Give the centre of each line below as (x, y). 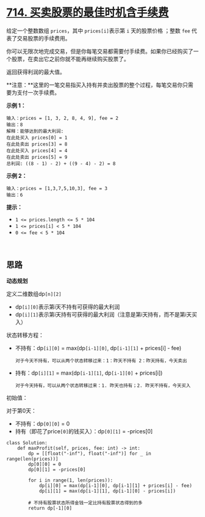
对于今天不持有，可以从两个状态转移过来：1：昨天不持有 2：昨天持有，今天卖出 (101, 361)
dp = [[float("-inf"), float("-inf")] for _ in (90, 453)
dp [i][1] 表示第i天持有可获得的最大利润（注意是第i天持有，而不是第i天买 (106, 314)
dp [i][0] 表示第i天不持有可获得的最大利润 (67, 307)
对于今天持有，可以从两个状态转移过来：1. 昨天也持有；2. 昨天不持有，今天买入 (103, 386)
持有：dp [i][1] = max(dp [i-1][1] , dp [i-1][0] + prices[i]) (89, 373)
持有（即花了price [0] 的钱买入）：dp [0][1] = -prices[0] (84, 431)
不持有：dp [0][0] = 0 (42, 424)
